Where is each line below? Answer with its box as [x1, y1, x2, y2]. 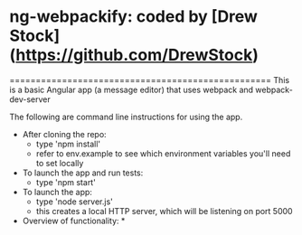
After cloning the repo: [22, 128, 107, 139]
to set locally [35, 157, 84, 168]
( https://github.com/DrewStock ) [9, 45, 260, 65]
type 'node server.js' [35, 196, 113, 207]
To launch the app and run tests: [22, 167, 144, 178]
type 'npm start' [35, 176, 97, 187]
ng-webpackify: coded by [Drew [9, 6, 258, 27]
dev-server [9, 93, 52, 105]
